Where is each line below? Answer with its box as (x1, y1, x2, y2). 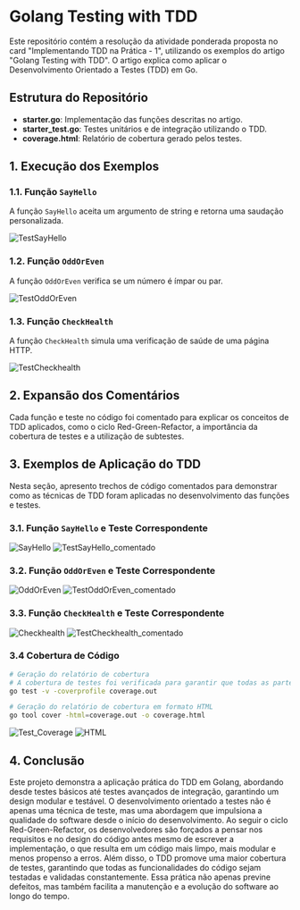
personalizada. (9, 215, 64, 226)
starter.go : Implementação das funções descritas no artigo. (21, 114, 243, 124)
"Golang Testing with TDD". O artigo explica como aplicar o (9, 55, 228, 65)
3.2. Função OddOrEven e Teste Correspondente (9, 564, 216, 577)
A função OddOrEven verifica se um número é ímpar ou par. (9, 275, 223, 286)
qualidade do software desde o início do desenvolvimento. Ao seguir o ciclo (9, 815, 288, 826)
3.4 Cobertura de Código (9, 650, 120, 662)
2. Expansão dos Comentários (9, 388, 180, 403)
